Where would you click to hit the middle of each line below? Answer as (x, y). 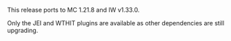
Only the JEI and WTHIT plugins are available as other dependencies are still (116, 23)
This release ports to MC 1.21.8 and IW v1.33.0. (73, 10)
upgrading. (23, 30)
